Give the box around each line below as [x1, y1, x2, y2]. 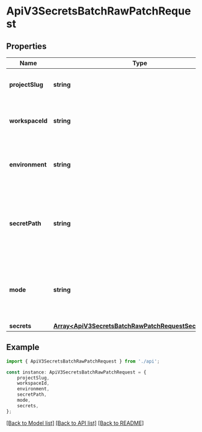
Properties [6, 41, 47, 51]
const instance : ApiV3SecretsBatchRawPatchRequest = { [6, 369, 147, 375]
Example [6, 342, 40, 352]
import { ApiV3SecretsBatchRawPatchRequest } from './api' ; [6, 358, 161, 364]
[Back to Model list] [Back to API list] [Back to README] [6, 419, 144, 427]
